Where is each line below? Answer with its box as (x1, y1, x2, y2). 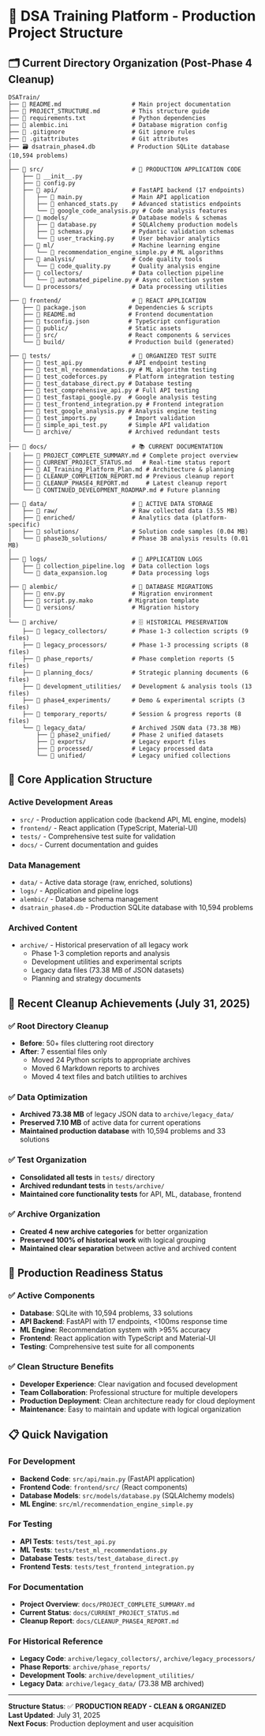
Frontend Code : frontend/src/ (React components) (19, 1482, 188, 1491)
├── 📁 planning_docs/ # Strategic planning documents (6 (22, 669, 248, 677)
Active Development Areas (8, 797, 114, 808)
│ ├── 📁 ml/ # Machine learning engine (8, 242, 221, 249)
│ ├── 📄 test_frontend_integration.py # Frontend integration (8, 400, 224, 408)
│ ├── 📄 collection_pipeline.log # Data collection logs (8, 562, 211, 570)
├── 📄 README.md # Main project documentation (8, 100, 231, 108)
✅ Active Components (8, 1290, 95, 1301)
